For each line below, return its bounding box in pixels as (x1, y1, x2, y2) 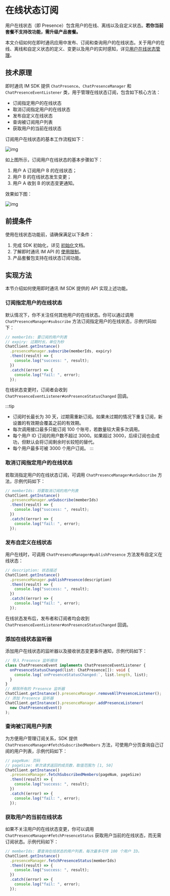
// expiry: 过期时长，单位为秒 (5, 339, 64, 345)
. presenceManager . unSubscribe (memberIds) (10, 498, 99, 503)
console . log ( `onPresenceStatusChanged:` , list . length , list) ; (14, 672, 148, 677)
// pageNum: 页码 (5, 758, 40, 763)
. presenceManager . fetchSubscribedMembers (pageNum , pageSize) (10, 772, 142, 777)
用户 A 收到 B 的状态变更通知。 (12, 180, 77, 186)
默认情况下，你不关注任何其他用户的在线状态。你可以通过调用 (5, 312, 134, 318)
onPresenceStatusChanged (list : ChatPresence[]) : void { (10, 667, 130, 673)
